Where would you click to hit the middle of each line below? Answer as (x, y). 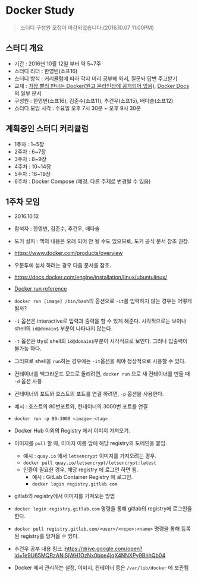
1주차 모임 (23, 202)
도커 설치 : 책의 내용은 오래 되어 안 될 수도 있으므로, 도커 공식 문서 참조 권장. (102, 241)
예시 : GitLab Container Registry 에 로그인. (82, 477)
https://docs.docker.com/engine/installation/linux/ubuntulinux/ (91, 278)
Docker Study (40, 10)
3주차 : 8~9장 (30, 159)
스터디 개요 (25, 48)
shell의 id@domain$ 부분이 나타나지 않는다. (63, 329)
